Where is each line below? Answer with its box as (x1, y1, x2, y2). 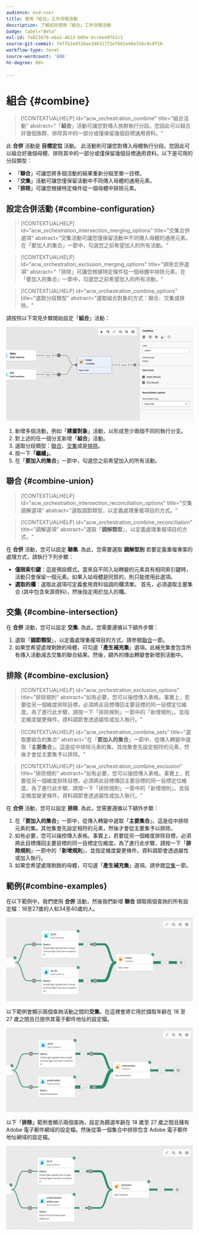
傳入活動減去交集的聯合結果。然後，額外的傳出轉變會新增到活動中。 (20, 651, 187, 659)
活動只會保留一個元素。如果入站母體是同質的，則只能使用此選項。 (14, 573, 176, 580)
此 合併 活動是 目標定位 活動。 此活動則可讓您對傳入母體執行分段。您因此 (6, 143, 185, 150)
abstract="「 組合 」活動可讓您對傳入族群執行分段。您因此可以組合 (30, 122, 191, 129)
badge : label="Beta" (6, 29, 57, 34)
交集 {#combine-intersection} (6, 607, 118, 617)
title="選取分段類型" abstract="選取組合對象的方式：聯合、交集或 (20, 295, 180, 302)
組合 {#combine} (6, 94, 90, 108)
